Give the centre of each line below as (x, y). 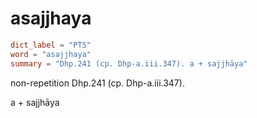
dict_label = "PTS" (51, 45)
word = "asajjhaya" (51, 54)
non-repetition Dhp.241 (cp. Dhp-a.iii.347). (97, 83)
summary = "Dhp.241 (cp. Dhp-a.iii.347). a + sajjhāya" (129, 63)
